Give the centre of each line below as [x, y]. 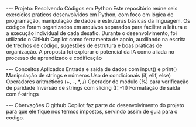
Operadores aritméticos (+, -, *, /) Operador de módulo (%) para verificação [97, 82]
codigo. [15, 118]
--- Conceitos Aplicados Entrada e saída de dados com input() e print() [92, 69]
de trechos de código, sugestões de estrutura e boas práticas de [84, 45]
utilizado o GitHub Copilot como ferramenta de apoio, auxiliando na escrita [96, 39]
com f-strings [23, 94]
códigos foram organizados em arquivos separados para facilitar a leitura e [97, 27]
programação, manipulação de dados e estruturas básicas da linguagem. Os [98, 21]
